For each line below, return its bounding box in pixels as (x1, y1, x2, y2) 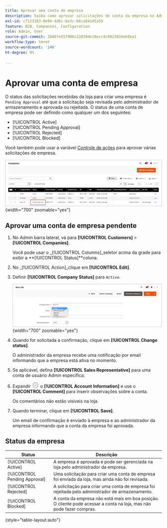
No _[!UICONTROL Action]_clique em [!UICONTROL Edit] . (12, 264, 131, 271)
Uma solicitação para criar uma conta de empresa (53, 471, 156, 477)
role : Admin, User (5, 29, 43, 34)
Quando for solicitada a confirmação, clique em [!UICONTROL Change (12, 337, 158, 343)
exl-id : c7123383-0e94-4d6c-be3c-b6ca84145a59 (5, 18, 103, 23)
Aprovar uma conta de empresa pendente (5, 221, 137, 230)
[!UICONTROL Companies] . (12, 240, 70, 246)
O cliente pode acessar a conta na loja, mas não (53, 501, 152, 507)
